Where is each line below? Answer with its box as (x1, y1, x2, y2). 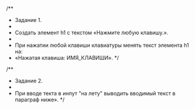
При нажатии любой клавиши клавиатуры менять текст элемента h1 (14, 41, 189, 49)
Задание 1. (14, 17, 42, 23)
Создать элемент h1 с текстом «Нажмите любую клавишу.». (14, 29, 168, 36)
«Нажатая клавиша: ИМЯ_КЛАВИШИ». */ (14, 54, 119, 61)
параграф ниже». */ (14, 96, 65, 103)
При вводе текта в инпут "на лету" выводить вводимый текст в (14, 90, 176, 97)
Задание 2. (14, 77, 43, 84)
